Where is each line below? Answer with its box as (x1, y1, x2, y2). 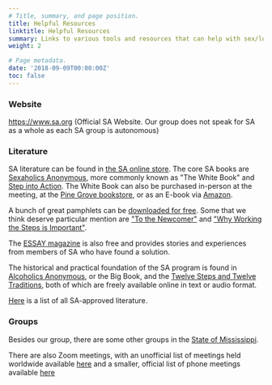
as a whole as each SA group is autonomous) (8, 126, 159, 135)
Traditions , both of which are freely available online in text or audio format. (8, 280, 257, 290)
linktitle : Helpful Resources (8, 27, 111, 35)
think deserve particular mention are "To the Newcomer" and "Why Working (8, 214, 262, 224)
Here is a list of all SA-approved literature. (8, 296, 148, 306)
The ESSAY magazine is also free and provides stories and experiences (8, 238, 247, 248)
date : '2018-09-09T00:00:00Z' (8, 64, 111, 73)
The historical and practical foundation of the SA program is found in (8, 263, 237, 272)
